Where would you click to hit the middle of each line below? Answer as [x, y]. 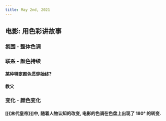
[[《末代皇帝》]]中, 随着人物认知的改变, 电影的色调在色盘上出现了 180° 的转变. [83, 113]
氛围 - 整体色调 [23, 46]
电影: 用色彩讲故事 [33, 31]
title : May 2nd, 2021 [28, 10]
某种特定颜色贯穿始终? [28, 74]
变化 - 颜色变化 [23, 100]
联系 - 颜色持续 [23, 61]
